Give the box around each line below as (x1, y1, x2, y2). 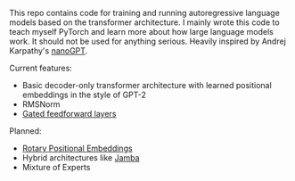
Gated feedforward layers (21, 109, 117, 119)
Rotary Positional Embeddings (21, 143, 133, 153)
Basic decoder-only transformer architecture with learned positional (21, 80, 272, 90)
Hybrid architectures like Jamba (21, 152, 140, 163)
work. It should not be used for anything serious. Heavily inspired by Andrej (9, 36, 287, 46)
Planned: (9, 126, 42, 136)
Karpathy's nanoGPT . (9, 45, 88, 56)
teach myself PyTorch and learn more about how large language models (9, 27, 274, 37)
